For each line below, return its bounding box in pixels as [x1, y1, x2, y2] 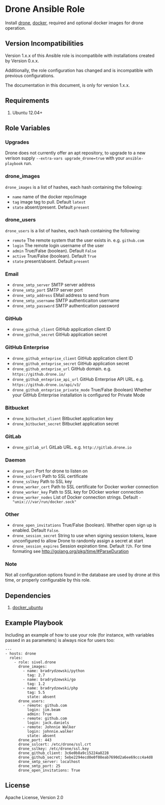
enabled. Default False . [12, 527, 60, 533]
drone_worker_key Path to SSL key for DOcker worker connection [12, 489, 144, 495]
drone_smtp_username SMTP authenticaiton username [12, 297, 120, 303]
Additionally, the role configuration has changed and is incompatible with [5, 67, 153, 73]
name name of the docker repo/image [12, 194, 87, 200]
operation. [5, 25, 26, 31]
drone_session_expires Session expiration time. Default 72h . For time [12, 543, 152, 549]
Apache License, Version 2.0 [5, 794, 64, 800]
